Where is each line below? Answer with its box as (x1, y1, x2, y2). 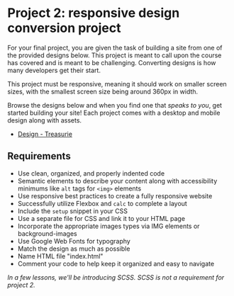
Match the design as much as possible (17, 244, 130, 253)
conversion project (7, 20, 122, 36)
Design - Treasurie (17, 130, 73, 138)
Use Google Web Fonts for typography (17, 237, 131, 245)
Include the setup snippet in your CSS (17, 207, 128, 215)
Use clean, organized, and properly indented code (17, 169, 165, 178)
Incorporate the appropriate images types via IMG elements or (17, 222, 200, 230)
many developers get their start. (7, 66, 101, 74)
